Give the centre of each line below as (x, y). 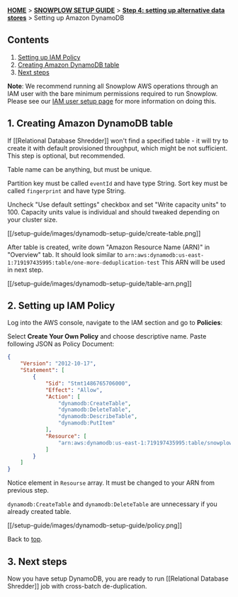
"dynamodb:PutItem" (86, 423)
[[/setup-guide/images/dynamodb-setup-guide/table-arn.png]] (100, 283)
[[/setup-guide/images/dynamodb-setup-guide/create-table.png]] (104, 233)
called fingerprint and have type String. (67, 190)
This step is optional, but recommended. (66, 155)
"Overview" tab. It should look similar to (65, 254)
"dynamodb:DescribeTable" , (98, 417)
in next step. (25, 270)
